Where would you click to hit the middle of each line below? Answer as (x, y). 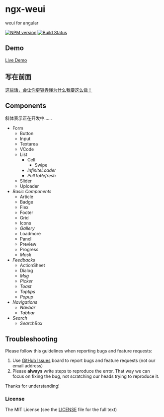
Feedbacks (24, 260)
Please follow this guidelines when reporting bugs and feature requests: (79, 351)
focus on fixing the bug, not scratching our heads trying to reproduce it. (86, 376)
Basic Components (32, 192)
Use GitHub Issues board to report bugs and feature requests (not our (84, 360)
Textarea (29, 144)
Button (27, 134)
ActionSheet (33, 265)
